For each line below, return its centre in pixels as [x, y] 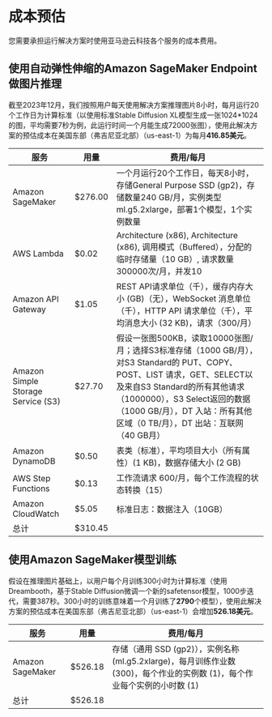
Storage [28, 391]
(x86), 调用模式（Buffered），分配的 [184, 246]
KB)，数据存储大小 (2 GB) [192, 463]
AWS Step [32, 478]
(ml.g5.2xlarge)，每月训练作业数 [174, 661]
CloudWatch [36, 514]
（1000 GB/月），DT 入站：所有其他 [184, 411]
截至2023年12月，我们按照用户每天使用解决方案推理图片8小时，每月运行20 [134, 105]
